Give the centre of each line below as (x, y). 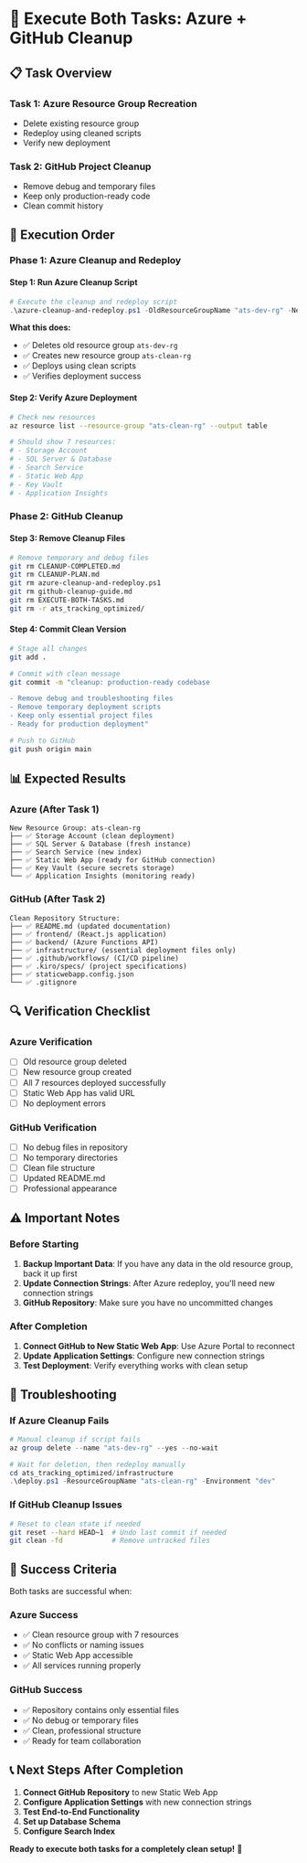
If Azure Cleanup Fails (59, 1421)
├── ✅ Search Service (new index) (76, 852)
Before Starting (44, 1244)
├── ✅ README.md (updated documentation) (90, 926)
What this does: (40, 327)
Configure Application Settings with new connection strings (137, 1802)
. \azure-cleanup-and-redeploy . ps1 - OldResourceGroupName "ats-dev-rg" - (151, 310)
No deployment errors (64, 1103)
